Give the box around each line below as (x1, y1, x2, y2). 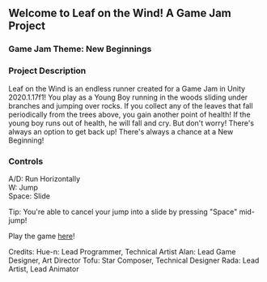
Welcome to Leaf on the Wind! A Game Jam (8, 6, 232, 20)
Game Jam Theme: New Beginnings (8, 44, 152, 55)
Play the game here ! (8, 231, 75, 241)
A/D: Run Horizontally (8, 173, 81, 183)
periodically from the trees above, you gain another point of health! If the (8, 109, 251, 119)
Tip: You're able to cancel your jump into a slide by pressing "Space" (8, 207, 238, 216)
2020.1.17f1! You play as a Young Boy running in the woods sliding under (8, 92, 248, 102)
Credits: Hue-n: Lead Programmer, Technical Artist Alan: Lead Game (8, 246, 236, 256)
